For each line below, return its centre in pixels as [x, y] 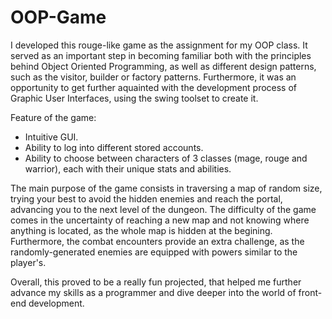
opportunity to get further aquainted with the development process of [154, 87]
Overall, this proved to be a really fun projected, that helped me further [156, 282]
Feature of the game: [53, 117]
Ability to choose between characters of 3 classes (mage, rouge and [166, 158]
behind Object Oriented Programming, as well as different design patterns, [163, 66]
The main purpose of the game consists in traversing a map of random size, [166, 188]
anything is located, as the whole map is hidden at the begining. [141, 230]
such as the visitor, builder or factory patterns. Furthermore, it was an [153, 77]
